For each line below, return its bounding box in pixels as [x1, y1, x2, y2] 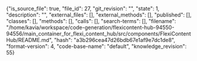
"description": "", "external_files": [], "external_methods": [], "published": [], [6, 11, 192, 18]
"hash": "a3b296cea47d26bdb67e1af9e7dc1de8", [54, 37, 176, 43]
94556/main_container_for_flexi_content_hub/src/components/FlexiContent [6, 30, 192, 37]
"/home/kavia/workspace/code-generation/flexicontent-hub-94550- [6, 24, 174, 31]
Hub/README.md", [6, 37, 53, 43]
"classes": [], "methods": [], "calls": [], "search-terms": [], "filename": [6, 18, 177, 24]
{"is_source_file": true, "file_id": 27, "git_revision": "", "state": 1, [6, 5, 160, 12]
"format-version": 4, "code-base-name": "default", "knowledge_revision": [6, 43, 187, 50]
